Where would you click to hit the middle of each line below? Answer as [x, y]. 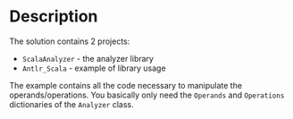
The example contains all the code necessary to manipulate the [126, 85]
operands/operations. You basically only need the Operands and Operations [147, 95]
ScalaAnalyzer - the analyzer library [88, 58]
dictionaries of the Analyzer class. [71, 104]
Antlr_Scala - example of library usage [94, 68]
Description [54, 17]
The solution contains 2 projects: [70, 41]
